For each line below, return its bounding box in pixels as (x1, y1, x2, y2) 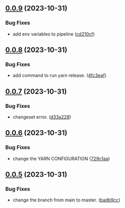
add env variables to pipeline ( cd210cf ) (12, 31, 95, 37)
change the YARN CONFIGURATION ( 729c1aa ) (12, 155, 110, 162)
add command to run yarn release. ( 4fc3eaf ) (12, 72, 107, 78)
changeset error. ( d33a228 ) (12, 114, 71, 120)
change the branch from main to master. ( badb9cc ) (12, 197, 121, 203)
